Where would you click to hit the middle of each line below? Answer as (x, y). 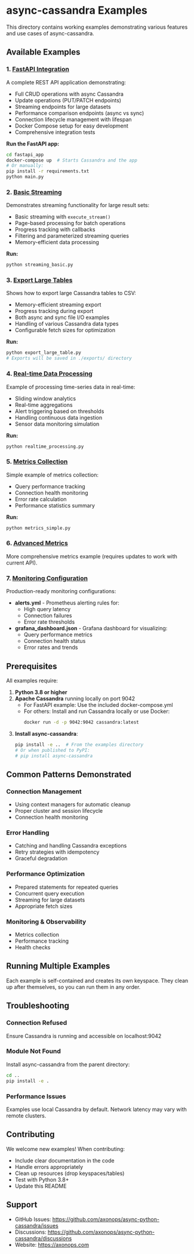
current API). (22, 563)
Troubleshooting (38, 1006)
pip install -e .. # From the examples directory (79, 745)
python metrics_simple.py (38, 528)
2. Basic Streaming (34, 192)
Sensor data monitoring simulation (57, 424)
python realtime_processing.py (45, 447)
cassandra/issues (36, 1225)
